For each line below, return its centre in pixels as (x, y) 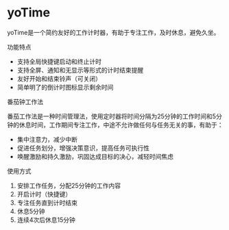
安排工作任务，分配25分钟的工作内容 (69, 186)
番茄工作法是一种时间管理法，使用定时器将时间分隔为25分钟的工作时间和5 (112, 116)
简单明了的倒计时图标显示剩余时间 (65, 87)
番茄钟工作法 (25, 101)
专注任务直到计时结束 (47, 203)
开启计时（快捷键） (44, 194)
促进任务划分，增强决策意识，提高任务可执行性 (83, 148)
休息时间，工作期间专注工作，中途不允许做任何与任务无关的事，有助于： (121, 125)
